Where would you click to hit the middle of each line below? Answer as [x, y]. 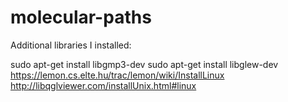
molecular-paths [81, 17]
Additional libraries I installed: [71, 45]
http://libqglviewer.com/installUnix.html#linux [103, 85]
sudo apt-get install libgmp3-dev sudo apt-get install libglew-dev [144, 64]
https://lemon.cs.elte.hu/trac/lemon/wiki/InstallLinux [117, 75]
